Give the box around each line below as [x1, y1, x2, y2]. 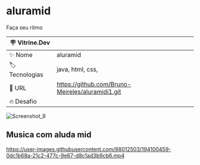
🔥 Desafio [9, 97, 37, 105]
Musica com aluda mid [6, 130, 92, 140]
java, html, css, [56, 66, 98, 74]
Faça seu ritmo [6, 24, 43, 31]
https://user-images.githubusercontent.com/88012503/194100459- [6, 145, 171, 152]
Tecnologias [9, 70, 43, 79]
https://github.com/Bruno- [56, 80, 132, 88]
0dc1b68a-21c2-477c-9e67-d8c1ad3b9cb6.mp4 [6, 152, 125, 159]
